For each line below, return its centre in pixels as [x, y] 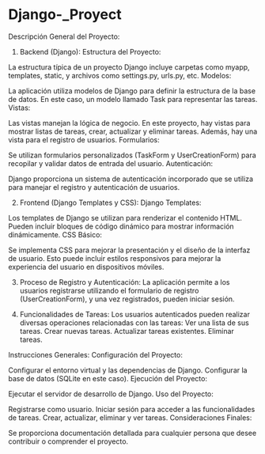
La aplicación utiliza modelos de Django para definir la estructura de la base [132, 91]
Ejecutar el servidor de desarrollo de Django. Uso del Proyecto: [111, 394]
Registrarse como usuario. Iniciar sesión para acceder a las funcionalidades [132, 409]
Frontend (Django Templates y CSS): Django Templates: [110, 202]
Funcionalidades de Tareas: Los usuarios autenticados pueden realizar [135, 314]
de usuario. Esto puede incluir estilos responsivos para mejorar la [115, 258]
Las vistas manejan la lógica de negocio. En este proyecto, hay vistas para [129, 123]
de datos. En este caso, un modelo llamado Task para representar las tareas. [133, 99]
